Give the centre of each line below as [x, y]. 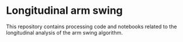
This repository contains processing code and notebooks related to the [91, 26]
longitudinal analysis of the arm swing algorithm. [64, 32]
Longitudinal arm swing [64, 11]
